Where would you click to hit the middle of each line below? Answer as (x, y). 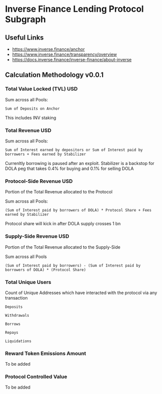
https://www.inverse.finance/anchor (49, 49)
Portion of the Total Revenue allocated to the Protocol (59, 192)
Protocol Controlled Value (36, 377)
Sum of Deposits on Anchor (32, 109)
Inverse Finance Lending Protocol (74, 9)
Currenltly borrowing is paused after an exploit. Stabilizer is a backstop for (80, 163)
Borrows (13, 324)
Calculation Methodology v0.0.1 (54, 75)
